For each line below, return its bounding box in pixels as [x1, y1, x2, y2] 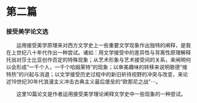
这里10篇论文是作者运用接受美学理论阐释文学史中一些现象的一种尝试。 [16, 91, 186, 98]
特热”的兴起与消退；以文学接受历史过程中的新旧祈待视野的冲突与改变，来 [6, 71, 184, 78]
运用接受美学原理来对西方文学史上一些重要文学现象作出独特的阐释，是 [16, 42, 186, 49]
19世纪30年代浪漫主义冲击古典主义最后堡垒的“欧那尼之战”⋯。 [11, 78, 161, 85]
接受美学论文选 [6, 27, 49, 35]
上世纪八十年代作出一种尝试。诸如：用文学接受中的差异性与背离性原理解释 [11, 49, 191, 56]
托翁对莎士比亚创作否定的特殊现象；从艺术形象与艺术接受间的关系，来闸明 [6, 56, 186, 63]
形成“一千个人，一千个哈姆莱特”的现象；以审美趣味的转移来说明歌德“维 [16, 63, 188, 70]
